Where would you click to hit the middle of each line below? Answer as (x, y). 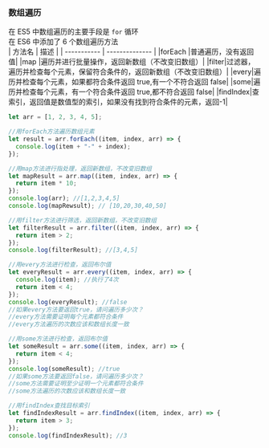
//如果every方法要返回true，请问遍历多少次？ (76, 310)
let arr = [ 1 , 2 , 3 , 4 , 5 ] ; (55, 117)
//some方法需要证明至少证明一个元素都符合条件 (76, 384)
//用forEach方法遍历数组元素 (51, 132)
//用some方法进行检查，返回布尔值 (58, 339)
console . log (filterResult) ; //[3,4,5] (73, 250)
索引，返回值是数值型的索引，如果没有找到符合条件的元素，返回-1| (118, 102)
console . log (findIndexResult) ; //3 (68, 435)
